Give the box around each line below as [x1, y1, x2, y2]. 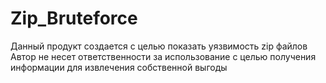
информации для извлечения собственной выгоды [10, 61, 228, 73]
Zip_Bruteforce [10, 7, 138, 30]
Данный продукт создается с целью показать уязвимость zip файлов [10, 40, 308, 52]
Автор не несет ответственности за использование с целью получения [10, 50, 317, 62]
